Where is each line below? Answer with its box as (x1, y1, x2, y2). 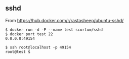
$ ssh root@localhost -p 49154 (5, 45, 71, 50)
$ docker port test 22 (5, 31, 53, 37)
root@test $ (5, 49, 30, 54)
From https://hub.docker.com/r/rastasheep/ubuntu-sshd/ (5, 17, 124, 23)
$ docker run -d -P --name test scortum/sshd (5, 27, 103, 32)
